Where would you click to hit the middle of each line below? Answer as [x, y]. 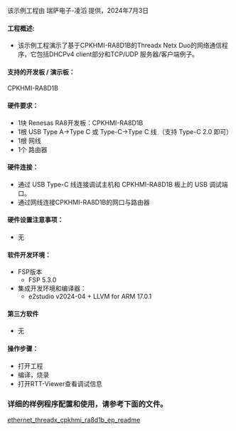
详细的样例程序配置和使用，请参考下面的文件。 [87, 404]
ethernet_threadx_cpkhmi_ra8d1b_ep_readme [74, 420]
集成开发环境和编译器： [52, 288]
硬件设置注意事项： [36, 220]
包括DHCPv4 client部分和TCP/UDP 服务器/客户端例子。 [118, 54]
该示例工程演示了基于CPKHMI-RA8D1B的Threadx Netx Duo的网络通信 [120, 46]
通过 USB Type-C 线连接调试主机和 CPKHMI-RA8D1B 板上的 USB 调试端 [123, 184]
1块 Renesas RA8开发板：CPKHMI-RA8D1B [80, 123]
